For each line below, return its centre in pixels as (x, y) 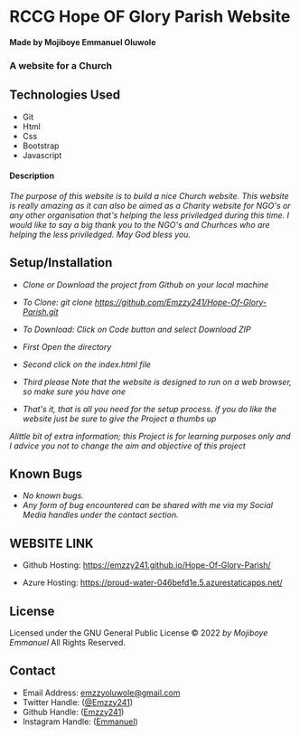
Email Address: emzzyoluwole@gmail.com (101, 693)
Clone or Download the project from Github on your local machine (145, 284)
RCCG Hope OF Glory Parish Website (150, 17)
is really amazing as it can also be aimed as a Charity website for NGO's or (150, 205)
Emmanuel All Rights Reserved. (68, 642)
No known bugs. (53, 495)
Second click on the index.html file (87, 364)
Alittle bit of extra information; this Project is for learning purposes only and (150, 436)
